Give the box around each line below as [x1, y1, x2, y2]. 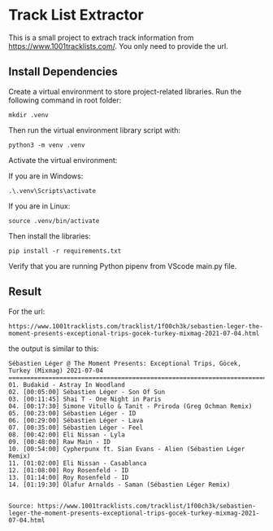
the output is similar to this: [8, 344, 99, 353]
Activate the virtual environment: [8, 155, 118, 165]
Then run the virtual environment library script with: [8, 125, 181, 135]
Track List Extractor [8, 6, 144, 24]
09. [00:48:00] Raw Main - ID [8, 437, 111, 445]
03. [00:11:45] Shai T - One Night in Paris [8, 395, 162, 403]
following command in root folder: [8, 95, 122, 105]
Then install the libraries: [8, 230, 91, 241]
